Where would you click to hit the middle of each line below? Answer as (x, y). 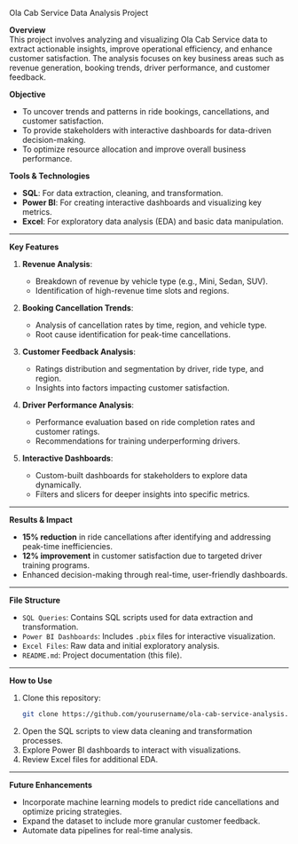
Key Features (34, 247)
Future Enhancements (51, 785)
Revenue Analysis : (57, 264)
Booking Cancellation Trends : (78, 308)
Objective (27, 94)
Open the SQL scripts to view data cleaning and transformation (137, 730)
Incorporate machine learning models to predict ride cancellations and (150, 801)
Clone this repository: (61, 698)
